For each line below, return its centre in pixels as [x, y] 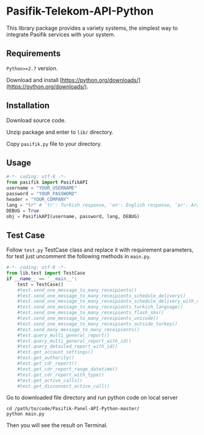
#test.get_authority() [46, 358]
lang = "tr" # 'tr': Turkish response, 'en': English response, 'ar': [97, 205]
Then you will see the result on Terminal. [57, 425]
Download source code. [36, 120]
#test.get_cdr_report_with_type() [61, 375]
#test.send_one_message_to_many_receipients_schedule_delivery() [102, 296]
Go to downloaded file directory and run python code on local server [92, 398]
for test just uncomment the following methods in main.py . [79, 256]
